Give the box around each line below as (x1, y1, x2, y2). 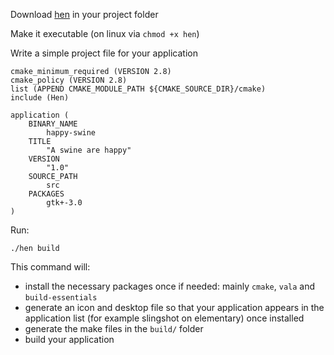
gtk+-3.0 (46, 198, 83, 208)
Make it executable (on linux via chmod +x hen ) (10, 28, 200, 39)
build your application (24, 334, 115, 345)
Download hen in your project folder (10, 9, 159, 20)
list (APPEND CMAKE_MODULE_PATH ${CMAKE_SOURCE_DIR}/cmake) (10, 84, 267, 94)
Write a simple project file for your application (10, 47, 198, 59)
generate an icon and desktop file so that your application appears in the (24, 302, 325, 313)
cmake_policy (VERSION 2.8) (10, 75, 128, 85)
